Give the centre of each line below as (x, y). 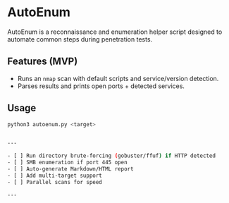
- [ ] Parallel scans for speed (55, 182)
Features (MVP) (43, 62)
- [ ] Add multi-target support (55, 176)
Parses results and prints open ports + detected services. (101, 86)
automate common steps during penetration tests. (80, 39)
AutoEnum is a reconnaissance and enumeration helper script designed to (115, 32)
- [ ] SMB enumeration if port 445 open (68, 163)
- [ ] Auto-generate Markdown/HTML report (70, 169)
